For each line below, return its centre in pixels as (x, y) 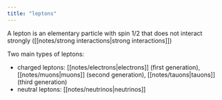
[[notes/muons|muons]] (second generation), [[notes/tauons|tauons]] (116, 74)
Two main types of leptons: (46, 54)
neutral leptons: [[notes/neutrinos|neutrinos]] (81, 89)
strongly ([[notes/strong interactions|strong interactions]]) (90, 40)
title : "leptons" (32, 13)
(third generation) (42, 82)
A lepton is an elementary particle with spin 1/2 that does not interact (105, 33)
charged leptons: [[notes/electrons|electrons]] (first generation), (109, 67)
